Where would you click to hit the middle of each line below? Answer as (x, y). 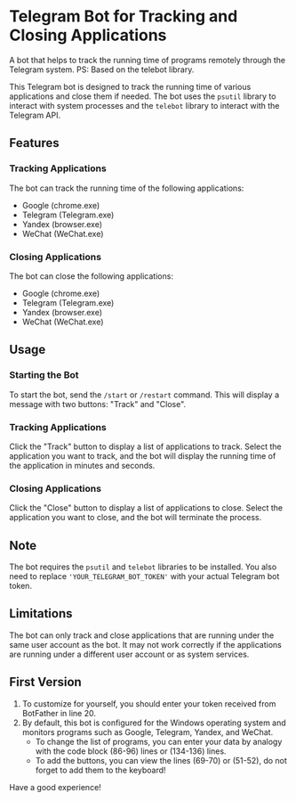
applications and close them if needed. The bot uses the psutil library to (143, 96)
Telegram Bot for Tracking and (124, 16)
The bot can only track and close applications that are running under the (142, 635)
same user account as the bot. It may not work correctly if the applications (145, 644)
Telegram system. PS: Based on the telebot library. (102, 69)
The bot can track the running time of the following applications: (127, 188)
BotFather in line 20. (59, 713)
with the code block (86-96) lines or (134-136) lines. (131, 751)
